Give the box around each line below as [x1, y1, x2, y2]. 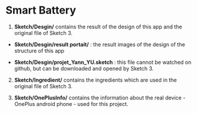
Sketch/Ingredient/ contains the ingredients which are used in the [14, 76, 177, 83]
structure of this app [14, 47, 65, 54]
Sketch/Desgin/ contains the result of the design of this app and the [14, 23, 183, 30]
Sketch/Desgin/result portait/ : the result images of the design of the [14, 41, 186, 48]
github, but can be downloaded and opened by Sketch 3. [14, 64, 154, 72]
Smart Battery [5, 4, 77, 17]
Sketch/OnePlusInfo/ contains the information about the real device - [14, 94, 186, 101]
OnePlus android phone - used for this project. [14, 100, 129, 107]
